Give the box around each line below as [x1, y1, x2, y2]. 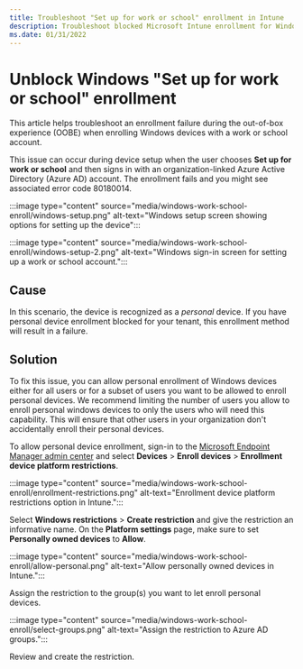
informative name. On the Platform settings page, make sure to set [9, 524, 259, 535]
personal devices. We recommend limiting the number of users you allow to [9, 394, 290, 406]
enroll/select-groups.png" [9, 624, 106, 635]
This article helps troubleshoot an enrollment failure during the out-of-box [9, 118, 284, 129]
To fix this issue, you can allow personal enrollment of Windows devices [9, 375, 278, 386]
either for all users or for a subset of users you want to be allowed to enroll [9, 385, 287, 396]
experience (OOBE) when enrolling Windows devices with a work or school [9, 127, 289, 138]
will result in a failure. [9, 325, 88, 336]
